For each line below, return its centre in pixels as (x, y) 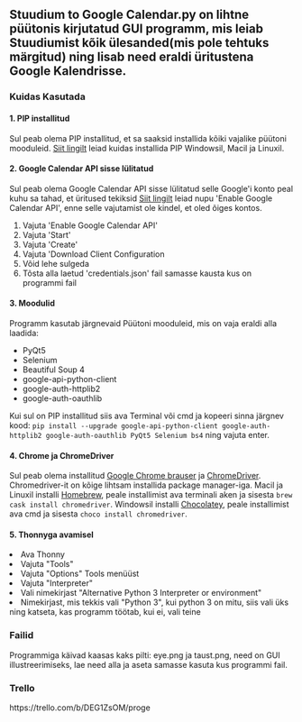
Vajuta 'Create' (50, 244)
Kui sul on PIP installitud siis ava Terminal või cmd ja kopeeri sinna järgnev (146, 416)
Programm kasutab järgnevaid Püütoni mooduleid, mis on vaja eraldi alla (143, 323)
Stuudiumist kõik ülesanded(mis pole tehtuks (139, 43)
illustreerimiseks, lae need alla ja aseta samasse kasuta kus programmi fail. (149, 664)
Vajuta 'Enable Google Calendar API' (90, 225)
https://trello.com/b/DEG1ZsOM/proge (80, 708)
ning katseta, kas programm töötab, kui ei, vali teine (105, 612)
